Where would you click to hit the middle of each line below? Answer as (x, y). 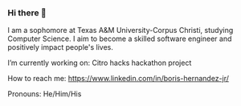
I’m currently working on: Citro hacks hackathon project (100, 63)
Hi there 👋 (27, 13)
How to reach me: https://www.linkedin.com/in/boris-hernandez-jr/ (118, 79)
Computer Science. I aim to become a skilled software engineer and (120, 39)
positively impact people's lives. (61, 47)
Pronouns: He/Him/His (45, 94)
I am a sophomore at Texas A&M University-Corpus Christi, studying (120, 31)
